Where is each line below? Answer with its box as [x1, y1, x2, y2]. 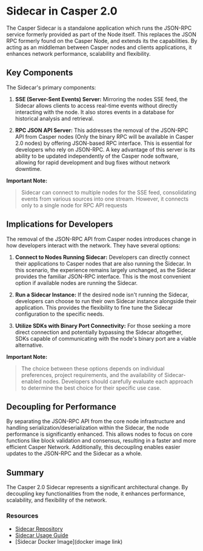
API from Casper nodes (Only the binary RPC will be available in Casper [15, 133, 194, 140]
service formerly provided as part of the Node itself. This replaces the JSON [6, 30, 197, 38]
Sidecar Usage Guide [15, 532, 68, 539]
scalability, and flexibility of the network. [6, 496, 107, 504]
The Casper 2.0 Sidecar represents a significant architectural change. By [6, 484, 188, 491]
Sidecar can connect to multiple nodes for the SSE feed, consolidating [21, 189, 197, 196]
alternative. [15, 341, 44, 349]
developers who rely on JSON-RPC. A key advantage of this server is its [15, 145, 196, 153]
